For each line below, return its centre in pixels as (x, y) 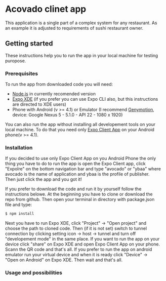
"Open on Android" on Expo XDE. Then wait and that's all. (64, 260)
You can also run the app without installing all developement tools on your (80, 124)
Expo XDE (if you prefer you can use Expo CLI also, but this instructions (85, 99)
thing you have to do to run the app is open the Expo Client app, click (75, 163)
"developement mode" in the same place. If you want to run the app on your (82, 239)
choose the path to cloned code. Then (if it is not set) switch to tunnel (76, 229)
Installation (19, 148)
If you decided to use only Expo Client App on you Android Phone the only (81, 159)
